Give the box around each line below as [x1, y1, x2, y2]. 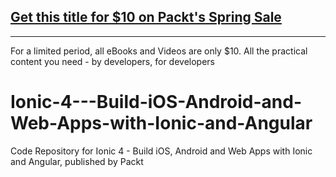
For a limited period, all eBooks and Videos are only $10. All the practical [10, 45, 308, 57]
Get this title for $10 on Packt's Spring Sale [10, 9, 282, 26]
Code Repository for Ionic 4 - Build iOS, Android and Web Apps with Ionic [10, 145, 313, 157]
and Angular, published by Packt [10, 155, 144, 167]
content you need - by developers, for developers [10, 55, 215, 67]
